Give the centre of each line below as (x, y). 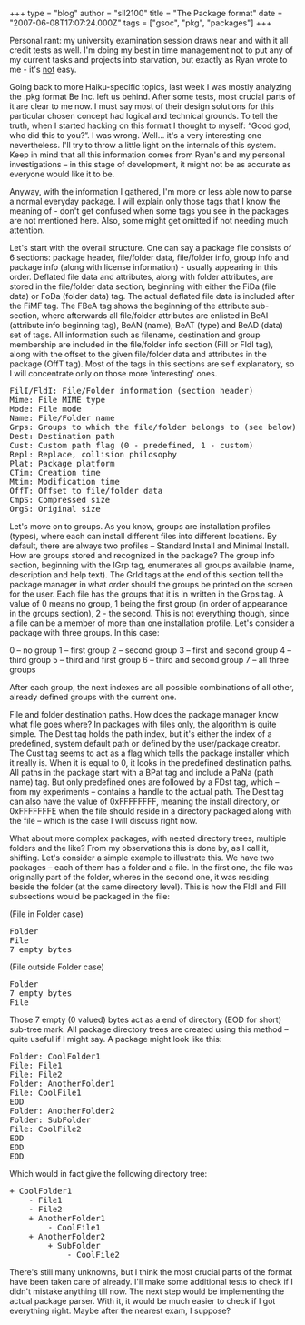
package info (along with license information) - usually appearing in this (144, 267)
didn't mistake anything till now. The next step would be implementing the (147, 1291)
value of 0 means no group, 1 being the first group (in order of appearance (148, 603)
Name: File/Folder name (62, 418)
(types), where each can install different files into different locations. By (143, 536)
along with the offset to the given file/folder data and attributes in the (138, 354)
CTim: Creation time (55, 472)
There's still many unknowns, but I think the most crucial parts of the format (151, 1272)
